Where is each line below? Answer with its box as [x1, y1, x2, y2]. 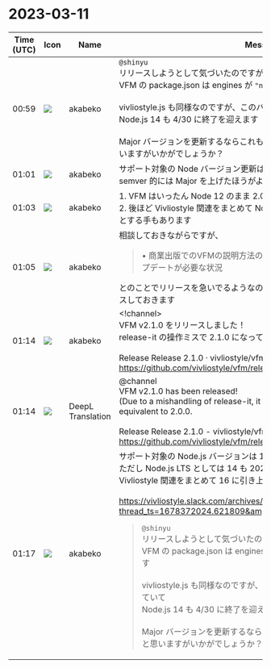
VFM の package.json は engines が [119, 79, 253, 90]
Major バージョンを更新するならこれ [119, 136, 256, 147]
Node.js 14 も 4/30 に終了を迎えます [119, 114, 259, 125]
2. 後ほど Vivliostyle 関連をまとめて [119, 202, 253, 214]
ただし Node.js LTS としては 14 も [119, 462, 248, 474]
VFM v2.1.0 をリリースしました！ [119, 319, 246, 331]
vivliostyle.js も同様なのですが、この [119, 102, 256, 113]
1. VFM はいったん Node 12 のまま [119, 190, 251, 202]
